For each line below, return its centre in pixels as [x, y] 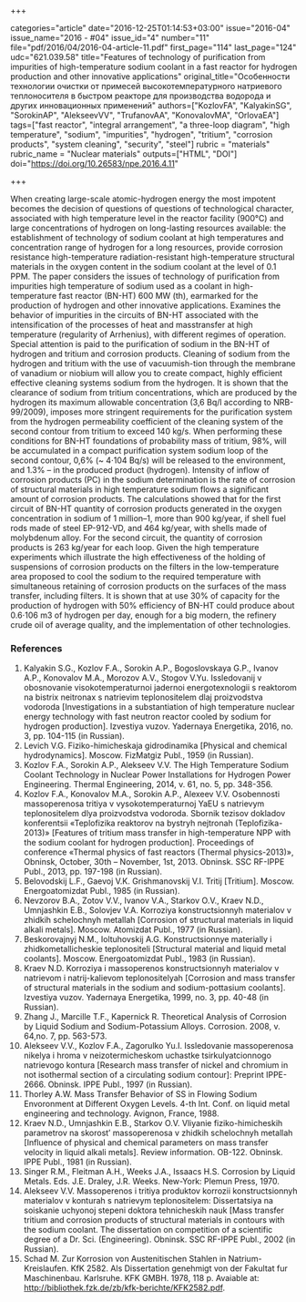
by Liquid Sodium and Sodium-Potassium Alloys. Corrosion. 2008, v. [152, 1027]
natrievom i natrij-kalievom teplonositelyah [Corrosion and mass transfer [159, 978]
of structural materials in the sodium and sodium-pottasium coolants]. [154, 988]
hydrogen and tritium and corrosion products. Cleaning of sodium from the [150, 354]
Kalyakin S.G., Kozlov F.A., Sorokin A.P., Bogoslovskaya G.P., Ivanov [151, 668]
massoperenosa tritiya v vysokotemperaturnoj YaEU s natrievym [144, 804]
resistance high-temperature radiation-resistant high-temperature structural [153, 257]
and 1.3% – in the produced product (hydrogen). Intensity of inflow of [140, 470]
